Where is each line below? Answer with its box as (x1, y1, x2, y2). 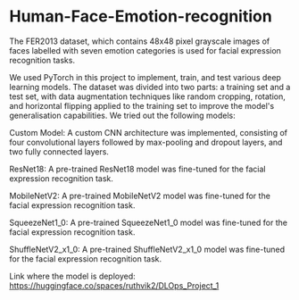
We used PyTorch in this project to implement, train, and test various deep (9, 71, 281, 82)
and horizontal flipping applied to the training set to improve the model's (9, 100, 275, 111)
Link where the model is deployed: (9, 271, 136, 281)
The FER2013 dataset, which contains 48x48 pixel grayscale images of (9, 36, 270, 46)
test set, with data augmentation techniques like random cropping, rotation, (9, 91, 286, 102)
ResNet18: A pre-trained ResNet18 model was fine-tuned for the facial (9, 163, 266, 174)
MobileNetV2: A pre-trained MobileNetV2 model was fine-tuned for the (9, 190, 270, 201)
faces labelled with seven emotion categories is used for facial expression (9, 45, 281, 55)
